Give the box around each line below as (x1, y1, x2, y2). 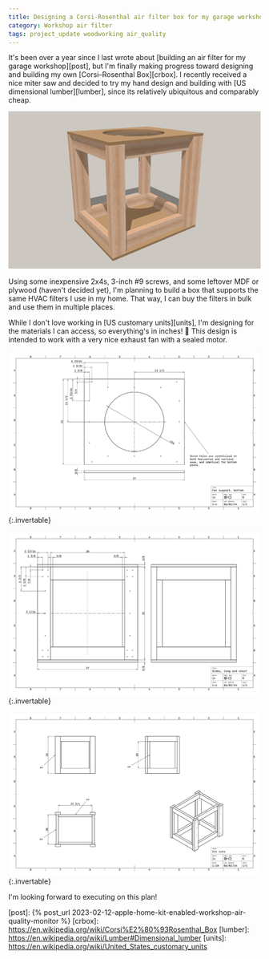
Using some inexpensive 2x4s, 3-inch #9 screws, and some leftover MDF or (8, 277, 259, 286)
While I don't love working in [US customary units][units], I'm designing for (8, 318, 255, 327)
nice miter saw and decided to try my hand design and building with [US (8, 79, 247, 88)
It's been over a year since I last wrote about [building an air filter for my (8, 53, 247, 63)
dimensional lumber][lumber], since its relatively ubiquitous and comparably (8, 87, 259, 96)
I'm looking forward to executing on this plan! (8, 892, 158, 901)
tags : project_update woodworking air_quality (8, 30, 167, 38)
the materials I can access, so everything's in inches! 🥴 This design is (8, 326, 238, 336)
